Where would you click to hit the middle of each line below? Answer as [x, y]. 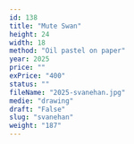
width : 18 [28, 42]
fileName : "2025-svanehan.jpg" [67, 92]
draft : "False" [38, 109]
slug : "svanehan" [42, 117]
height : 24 [29, 34]
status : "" [29, 84]
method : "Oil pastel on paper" [67, 51]
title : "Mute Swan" [46, 26]
